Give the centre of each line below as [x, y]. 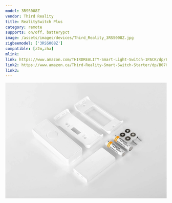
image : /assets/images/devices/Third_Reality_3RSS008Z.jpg [70, 38]
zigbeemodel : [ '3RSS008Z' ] [34, 44]
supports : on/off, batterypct [38, 33]
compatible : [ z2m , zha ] [29, 49]
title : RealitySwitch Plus [34, 22]
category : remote [24, 27]
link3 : [12, 70]
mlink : [12, 54]
